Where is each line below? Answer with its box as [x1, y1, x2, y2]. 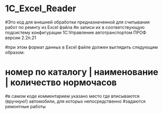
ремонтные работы [5, 103, 46, 109]
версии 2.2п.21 [5, 35, 36, 41]
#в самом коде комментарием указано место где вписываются [5, 93, 140, 99]
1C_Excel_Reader [5, 3, 77, 14]
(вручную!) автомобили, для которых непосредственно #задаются [5, 98, 146, 104]
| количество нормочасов [5, 77, 117, 88]
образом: [5, 49, 25, 55]
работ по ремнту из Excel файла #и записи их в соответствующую [5, 24, 145, 30]
